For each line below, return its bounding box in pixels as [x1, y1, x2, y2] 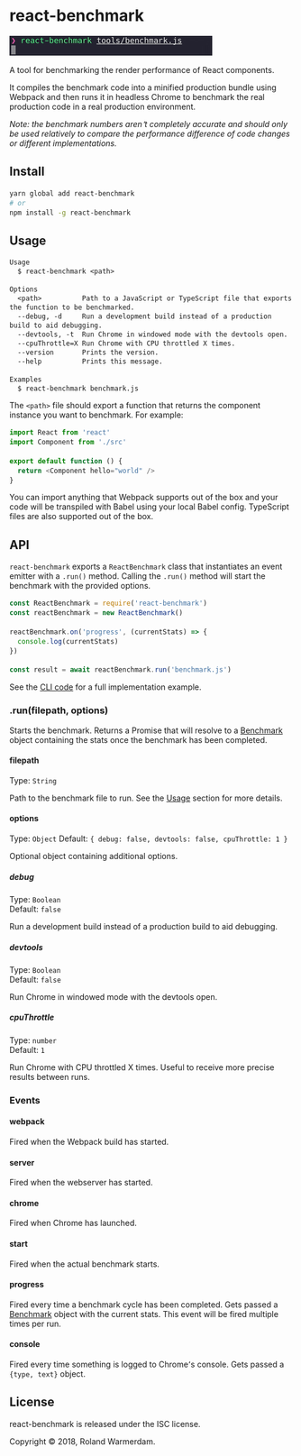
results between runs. [9, 1071, 90, 1082]
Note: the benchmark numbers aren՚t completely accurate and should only [9, 118, 288, 129]
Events [9, 1094, 41, 1106]
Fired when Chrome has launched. [9, 1218, 138, 1229]
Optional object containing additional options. [9, 850, 178, 861]
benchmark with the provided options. [9, 581, 151, 591]
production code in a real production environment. [9, 101, 196, 112]
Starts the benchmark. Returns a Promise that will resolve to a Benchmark [9, 725, 284, 736]
